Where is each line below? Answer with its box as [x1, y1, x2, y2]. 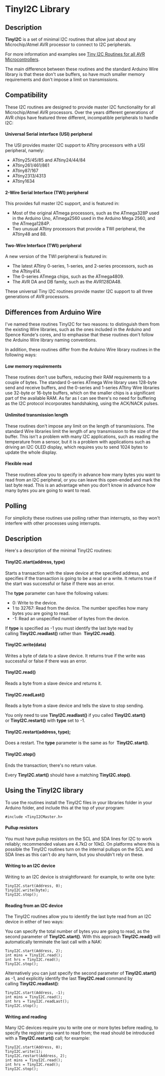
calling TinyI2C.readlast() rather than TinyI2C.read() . [5, 630, 116, 636]
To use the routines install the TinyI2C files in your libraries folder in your [5, 799, 153, 806]
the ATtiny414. [12, 269, 41, 274]
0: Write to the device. [12, 599, 58, 605]
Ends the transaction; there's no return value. [5, 762, 97, 768]
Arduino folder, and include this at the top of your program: [5, 805, 125, 810]
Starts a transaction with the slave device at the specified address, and [5, 570, 149, 576]
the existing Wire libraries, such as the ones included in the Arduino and [5, 326, 151, 332]
